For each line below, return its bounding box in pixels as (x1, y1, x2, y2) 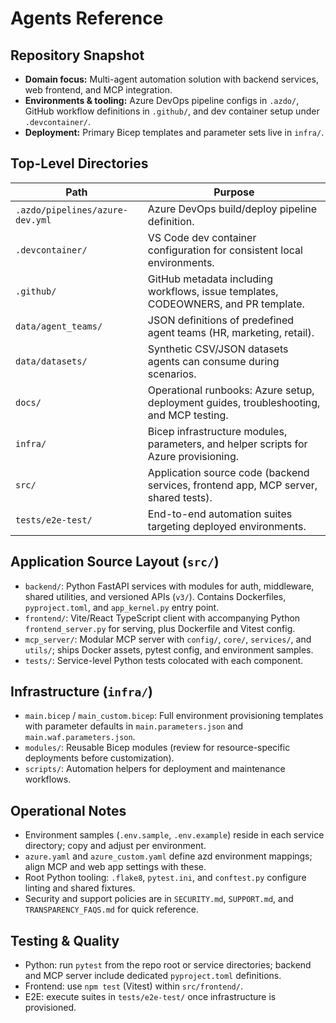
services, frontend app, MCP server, (147, 478, 318, 492)
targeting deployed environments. (147, 519, 307, 533)
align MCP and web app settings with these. (24, 861, 207, 873)
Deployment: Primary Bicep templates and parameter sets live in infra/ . (24, 127, 325, 138)
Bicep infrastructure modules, (147, 424, 288, 438)
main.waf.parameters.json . (24, 731, 136, 743)
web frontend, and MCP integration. (24, 84, 173, 96)
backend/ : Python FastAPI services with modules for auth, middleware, (24, 580, 315, 592)
